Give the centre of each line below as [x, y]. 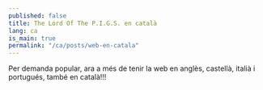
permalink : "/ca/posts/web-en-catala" [74, 46]
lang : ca [23, 31]
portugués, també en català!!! [57, 77]
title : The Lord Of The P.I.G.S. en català [83, 23]
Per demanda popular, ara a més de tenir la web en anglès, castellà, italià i [132, 68]
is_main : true [32, 38]
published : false [38, 16]
